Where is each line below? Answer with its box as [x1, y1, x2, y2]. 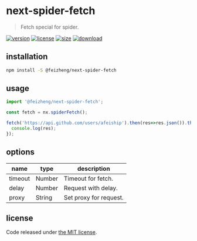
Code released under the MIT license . [6, 229, 97, 236]
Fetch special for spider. [20, 23, 79, 30]
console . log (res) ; [11, 126, 57, 132]
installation [6, 51, 48, 62]
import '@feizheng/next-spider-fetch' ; [6, 99, 104, 105]
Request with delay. [63, 184, 118, 192]
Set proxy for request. [63, 193, 124, 201]
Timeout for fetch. [63, 174, 113, 183]
